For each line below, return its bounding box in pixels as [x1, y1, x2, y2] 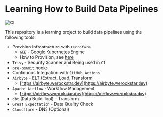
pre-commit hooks [12, 65, 48, 70]
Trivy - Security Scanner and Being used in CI [12, 59, 106, 65]
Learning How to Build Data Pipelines [5, 3, 158, 15]
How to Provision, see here [19, 54, 74, 60]
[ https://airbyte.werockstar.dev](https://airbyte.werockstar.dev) [19, 80, 148, 86]
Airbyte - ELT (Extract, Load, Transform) [12, 75, 94, 81]
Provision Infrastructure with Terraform [12, 44, 91, 49]
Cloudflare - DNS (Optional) [12, 106, 70, 112]
